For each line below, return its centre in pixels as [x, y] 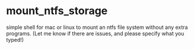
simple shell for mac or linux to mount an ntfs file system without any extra [97, 27]
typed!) [15, 40]
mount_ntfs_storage [57, 11]
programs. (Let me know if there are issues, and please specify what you [95, 33]
